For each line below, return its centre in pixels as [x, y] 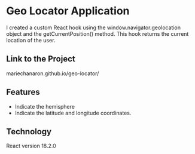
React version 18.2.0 [31, 146]
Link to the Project [41, 59]
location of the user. [31, 40]
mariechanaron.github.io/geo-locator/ [53, 73]
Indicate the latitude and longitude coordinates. [73, 113]
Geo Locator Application [68, 11]
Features [23, 92]
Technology [29, 132]
